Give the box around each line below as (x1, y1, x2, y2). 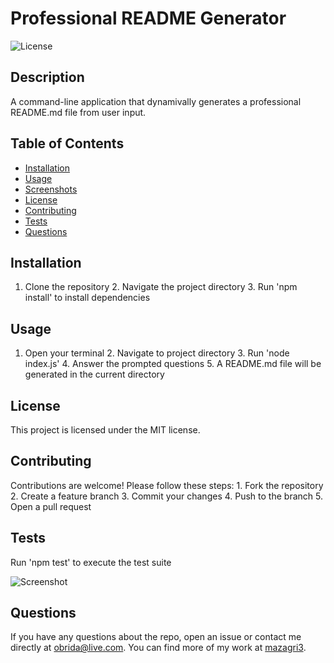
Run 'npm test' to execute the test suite (10, 556, 172, 568)
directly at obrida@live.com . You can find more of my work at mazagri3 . (10, 642, 307, 654)
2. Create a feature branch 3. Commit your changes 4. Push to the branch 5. (10, 490, 323, 502)
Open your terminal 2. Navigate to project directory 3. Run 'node (24, 347, 290, 359)
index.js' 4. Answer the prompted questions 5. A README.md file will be (24, 358, 322, 370)
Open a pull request (10, 500, 92, 512)
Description (10, 69, 85, 86)
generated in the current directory (24, 368, 165, 381)
